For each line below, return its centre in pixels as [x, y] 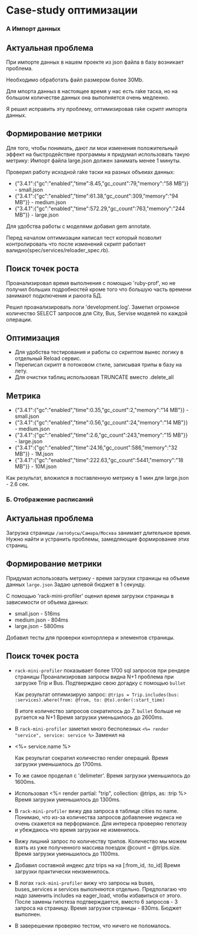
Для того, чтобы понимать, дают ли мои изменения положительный [92, 148]
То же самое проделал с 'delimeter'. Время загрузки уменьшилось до [102, 775]
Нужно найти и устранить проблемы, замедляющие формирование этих [98, 539]
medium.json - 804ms [41, 620]
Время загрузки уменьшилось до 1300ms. [68, 799]
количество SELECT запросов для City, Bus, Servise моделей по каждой [97, 313]
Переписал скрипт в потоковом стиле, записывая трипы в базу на [98, 365]
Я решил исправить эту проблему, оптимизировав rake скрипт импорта [97, 109]
